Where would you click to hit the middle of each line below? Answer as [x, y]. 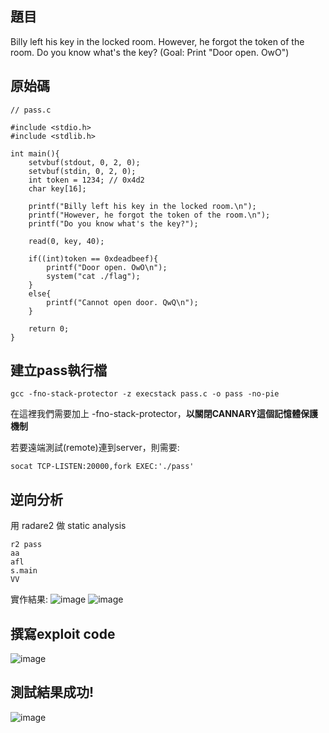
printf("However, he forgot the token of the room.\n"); [149, 215]
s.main [24, 571]
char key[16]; [57, 188]
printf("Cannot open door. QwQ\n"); [122, 302]
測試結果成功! [52, 692]
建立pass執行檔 [59, 370]
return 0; [49, 328]
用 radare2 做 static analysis [68, 526]
